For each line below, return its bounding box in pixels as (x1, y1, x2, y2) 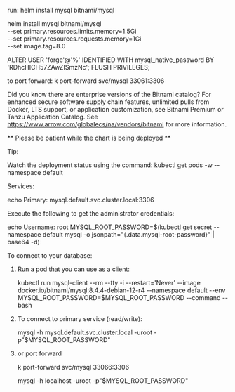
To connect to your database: (7, 251, 93, 259)
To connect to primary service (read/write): (17, 315, 142, 322)
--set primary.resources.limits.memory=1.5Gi (7, 27, 137, 35)
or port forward (17, 349, 62, 358)
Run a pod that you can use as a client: (17, 265, 130, 273)
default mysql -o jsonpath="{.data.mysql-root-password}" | (42, 230, 215, 238)
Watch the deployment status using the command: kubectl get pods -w (7, 161, 213, 169)
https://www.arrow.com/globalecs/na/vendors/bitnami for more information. (7, 120, 227, 129)
